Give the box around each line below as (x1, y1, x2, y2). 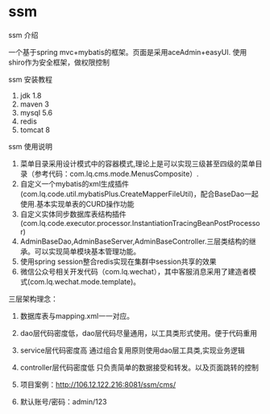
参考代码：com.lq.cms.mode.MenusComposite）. (34, 169, 199, 178)
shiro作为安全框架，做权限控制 (8, 57, 110, 67)
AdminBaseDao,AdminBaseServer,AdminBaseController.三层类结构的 (19, 236, 250, 246)
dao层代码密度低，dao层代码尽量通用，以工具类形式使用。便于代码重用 (19, 328, 258, 337)
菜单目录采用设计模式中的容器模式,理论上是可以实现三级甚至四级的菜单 (19, 158, 255, 168)
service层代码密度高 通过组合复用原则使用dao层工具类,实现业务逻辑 (19, 345, 246, 355)
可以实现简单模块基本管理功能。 (34, 246, 141, 256)
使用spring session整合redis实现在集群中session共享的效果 (19, 257, 217, 266)
